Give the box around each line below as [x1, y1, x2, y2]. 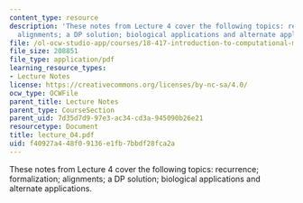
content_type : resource [9, 13, 99, 23]
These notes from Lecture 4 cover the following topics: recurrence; [9, 163, 260, 174]
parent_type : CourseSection [9, 106, 115, 115]
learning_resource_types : [9, 64, 106, 73]
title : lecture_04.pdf [9, 131, 95, 140]
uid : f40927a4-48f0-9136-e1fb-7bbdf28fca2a [9, 139, 176, 148]
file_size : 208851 [9, 47, 78, 56]
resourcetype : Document [9, 123, 99, 132]
